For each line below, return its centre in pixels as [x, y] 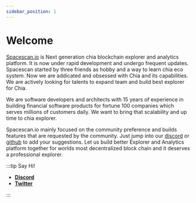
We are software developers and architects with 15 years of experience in [95, 99]
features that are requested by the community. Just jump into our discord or [98, 136]
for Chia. [17, 88]
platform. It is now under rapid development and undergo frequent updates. [97, 63]
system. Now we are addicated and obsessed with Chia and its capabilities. [97, 75]
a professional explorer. [35, 154]
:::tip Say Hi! [21, 165]
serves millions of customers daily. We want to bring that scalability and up [97, 111]
